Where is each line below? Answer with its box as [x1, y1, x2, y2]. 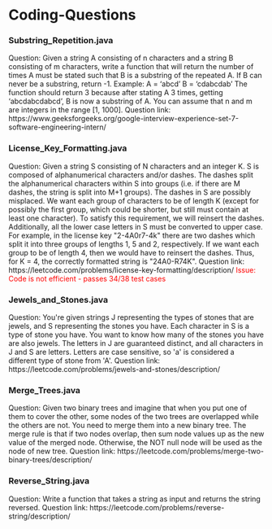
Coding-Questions [8, 6, 136, 24]
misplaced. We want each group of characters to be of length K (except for [8, 195, 260, 205]
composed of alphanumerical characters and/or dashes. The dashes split [8, 169, 254, 180]
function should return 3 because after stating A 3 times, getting [8, 88, 223, 98]
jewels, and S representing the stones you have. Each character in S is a [8, 321, 250, 331]
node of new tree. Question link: [8, 446, 116, 457]
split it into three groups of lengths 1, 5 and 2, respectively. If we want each [8, 238, 260, 249]
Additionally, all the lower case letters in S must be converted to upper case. [8, 221, 263, 231]
